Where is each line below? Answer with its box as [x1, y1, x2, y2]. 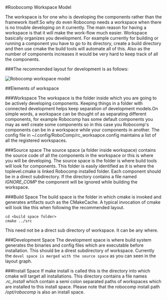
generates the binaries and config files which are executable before [5, 242, 144, 248]
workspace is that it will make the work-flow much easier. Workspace [5, 30, 148, 35]
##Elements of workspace [5, 85, 59, 91]
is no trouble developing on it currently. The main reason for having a [5, 24, 147, 30]
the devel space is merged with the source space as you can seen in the [5, 253, 156, 259]
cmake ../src [5, 219, 32, 224]
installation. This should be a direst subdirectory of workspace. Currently [5, 248, 155, 254]
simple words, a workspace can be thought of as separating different [5, 111, 147, 117]
